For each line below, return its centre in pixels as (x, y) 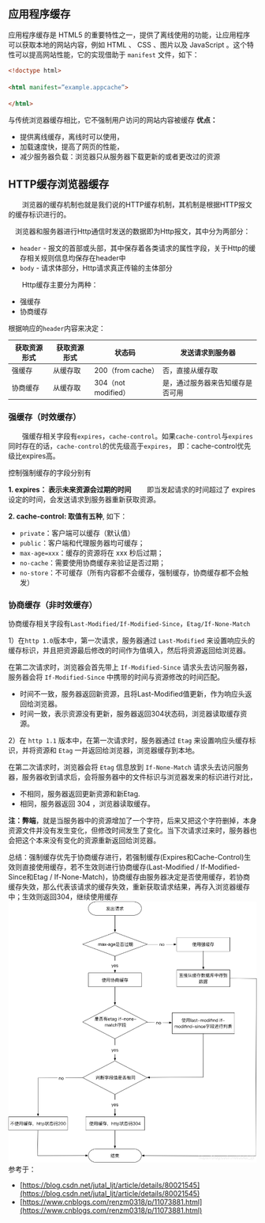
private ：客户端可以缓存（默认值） (77, 533)
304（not (110, 383)
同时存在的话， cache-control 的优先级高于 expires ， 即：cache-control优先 (130, 446)
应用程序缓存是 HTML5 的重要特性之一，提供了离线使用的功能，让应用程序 (129, 35)
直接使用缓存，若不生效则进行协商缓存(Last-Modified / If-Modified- (131, 867)
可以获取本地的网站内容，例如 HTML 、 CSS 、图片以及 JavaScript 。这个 (128, 44)
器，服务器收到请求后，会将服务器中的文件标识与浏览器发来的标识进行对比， (132, 777)
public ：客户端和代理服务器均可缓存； (82, 543)
